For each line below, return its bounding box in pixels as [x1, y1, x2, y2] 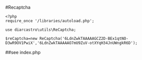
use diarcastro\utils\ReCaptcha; [5, 27, 76, 32]
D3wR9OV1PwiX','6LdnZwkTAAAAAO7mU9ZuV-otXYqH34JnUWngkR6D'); [5, 40, 138, 45]
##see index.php [5, 49, 41, 55]
